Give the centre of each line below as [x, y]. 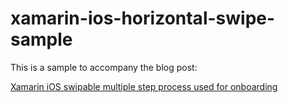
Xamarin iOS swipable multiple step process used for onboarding [144, 86]
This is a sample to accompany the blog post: [104, 67]
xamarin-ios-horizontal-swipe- [143, 18]
